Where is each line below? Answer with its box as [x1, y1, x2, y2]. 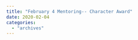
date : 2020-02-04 [6, 14, 50, 20]
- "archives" [11, 25, 44, 31]
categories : [6, 19, 36, 25]
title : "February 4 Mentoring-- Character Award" [6, 8, 133, 15]
